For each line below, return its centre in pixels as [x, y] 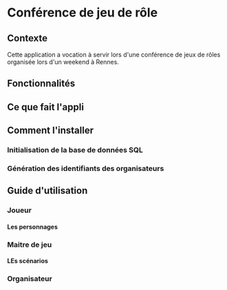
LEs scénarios [28, 261]
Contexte [28, 38]
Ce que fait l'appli [46, 107]
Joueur [20, 210]
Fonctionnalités [41, 84]
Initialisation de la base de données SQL [75, 150]
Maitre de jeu [30, 245]
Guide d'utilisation [47, 191]
